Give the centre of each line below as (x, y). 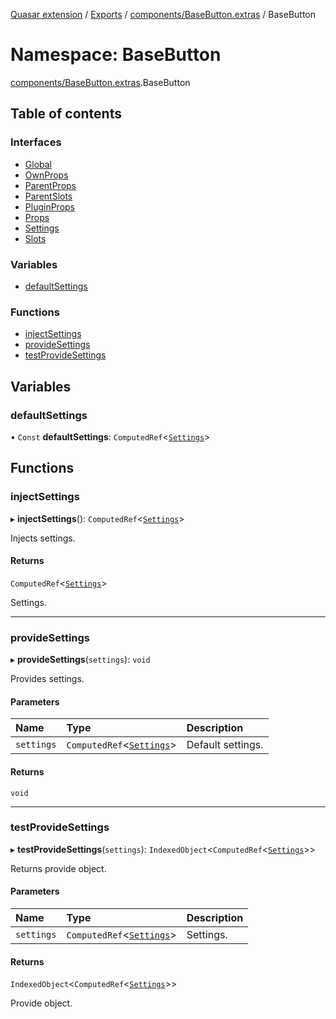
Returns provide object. (58, 868)
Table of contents (66, 114)
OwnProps (46, 175)
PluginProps (49, 206)
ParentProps (50, 185)
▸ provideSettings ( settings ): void (80, 660)
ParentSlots (48, 196)
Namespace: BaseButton (116, 55)
